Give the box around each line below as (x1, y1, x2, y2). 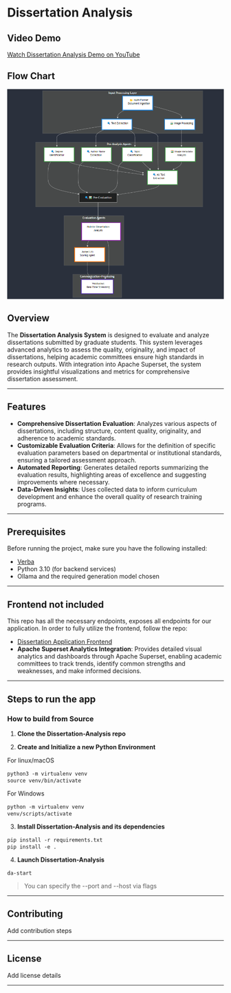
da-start (7, 869, 32, 877)
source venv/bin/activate (7, 777, 81, 784)
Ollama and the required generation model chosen (16, 573, 160, 581)
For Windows (7, 789, 45, 798)
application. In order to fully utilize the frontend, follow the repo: (7, 624, 188, 632)
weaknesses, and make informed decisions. (16, 667, 142, 675)
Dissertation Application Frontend (16, 638, 112, 646)
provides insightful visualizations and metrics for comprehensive (7, 367, 190, 376)
